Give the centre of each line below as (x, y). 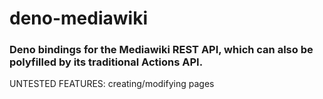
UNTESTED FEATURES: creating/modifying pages (112, 84)
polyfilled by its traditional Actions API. (106, 62)
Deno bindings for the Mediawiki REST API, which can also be (161, 50)
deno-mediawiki (78, 18)
